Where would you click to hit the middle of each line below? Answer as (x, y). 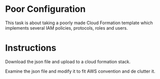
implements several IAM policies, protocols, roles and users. (66, 28)
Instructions (31, 48)
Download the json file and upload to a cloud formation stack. (68, 61)
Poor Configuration (45, 9)
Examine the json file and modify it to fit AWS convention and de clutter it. (80, 71)
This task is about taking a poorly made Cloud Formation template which (79, 23)
